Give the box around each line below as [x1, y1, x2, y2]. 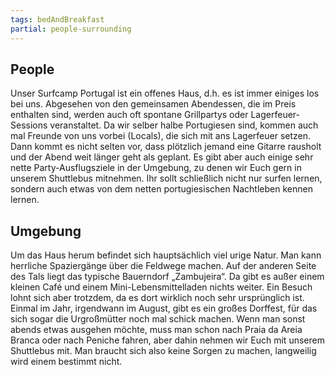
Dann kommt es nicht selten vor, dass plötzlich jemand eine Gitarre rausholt [10, 141, 322, 153]
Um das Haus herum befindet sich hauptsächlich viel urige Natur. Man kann [10, 249, 322, 261]
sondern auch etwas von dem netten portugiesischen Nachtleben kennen [10, 183, 313, 195]
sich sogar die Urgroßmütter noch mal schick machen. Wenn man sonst [10, 313, 306, 325]
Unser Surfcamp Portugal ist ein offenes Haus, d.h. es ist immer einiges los [10, 87, 320, 100]
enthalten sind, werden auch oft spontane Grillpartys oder [10, 109, 249, 121]
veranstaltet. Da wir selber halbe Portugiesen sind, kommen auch [49, 119, 319, 131]
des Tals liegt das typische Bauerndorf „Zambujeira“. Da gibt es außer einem [10, 271, 325, 283]
